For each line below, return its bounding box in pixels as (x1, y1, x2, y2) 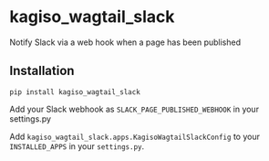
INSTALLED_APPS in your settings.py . (9, 140, 145, 152)
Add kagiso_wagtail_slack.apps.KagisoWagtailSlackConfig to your (9, 131, 260, 142)
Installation (9, 63, 75, 79)
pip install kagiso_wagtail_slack (9, 87, 141, 97)
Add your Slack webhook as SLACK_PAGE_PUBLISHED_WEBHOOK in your (9, 103, 260, 114)
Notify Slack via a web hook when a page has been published (9, 37, 242, 48)
